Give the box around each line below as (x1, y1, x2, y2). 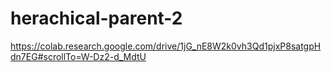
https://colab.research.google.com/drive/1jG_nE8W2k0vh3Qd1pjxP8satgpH (10, 40, 322, 52)
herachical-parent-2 (10, 7, 183, 30)
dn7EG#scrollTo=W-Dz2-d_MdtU (10, 50, 147, 62)
